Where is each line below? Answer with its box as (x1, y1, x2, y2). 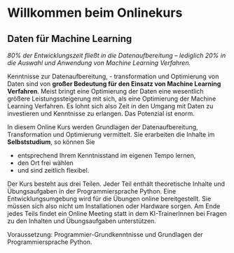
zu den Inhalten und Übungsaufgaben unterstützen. (7, 217, 156, 225)
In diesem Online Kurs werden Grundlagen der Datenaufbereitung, (7, 123, 198, 131)
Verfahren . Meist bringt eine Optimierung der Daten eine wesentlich (7, 87, 205, 95)
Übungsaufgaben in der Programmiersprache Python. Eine (7, 187, 177, 195)
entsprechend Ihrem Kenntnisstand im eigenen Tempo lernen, (17, 152, 196, 159)
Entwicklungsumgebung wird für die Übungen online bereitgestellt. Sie (7, 194, 212, 203)
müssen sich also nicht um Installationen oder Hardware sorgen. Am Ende (7, 202, 221, 210)
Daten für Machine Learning (7, 33, 132, 45)
